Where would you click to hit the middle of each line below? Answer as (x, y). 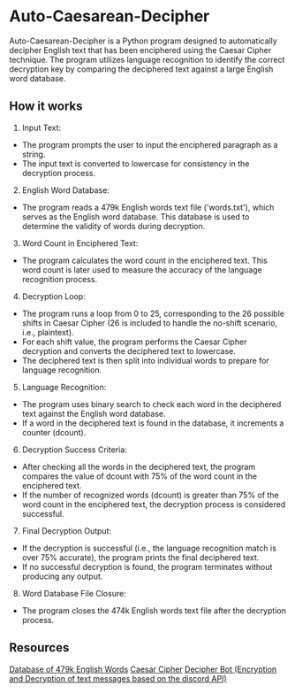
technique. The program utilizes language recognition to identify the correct (147, 59)
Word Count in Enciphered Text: (80, 243)
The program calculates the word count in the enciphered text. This (144, 260)
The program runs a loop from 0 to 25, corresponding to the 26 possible (153, 313)
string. (34, 154)
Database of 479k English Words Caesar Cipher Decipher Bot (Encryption (143, 669)
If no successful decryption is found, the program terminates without (147, 566)
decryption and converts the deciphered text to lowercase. (129, 350)
